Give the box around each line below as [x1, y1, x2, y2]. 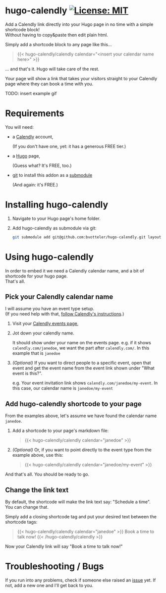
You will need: [5, 124, 34, 130]
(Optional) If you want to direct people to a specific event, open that [12, 360, 151, 366]
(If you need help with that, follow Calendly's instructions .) [5, 311, 124, 317]
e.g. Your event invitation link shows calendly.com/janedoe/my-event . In [12, 380, 158, 386]
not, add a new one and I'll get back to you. [5, 583, 94, 588]
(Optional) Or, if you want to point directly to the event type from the [12, 447, 152, 453]
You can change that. [5, 504, 49, 510]
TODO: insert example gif [5, 90, 57, 96]
